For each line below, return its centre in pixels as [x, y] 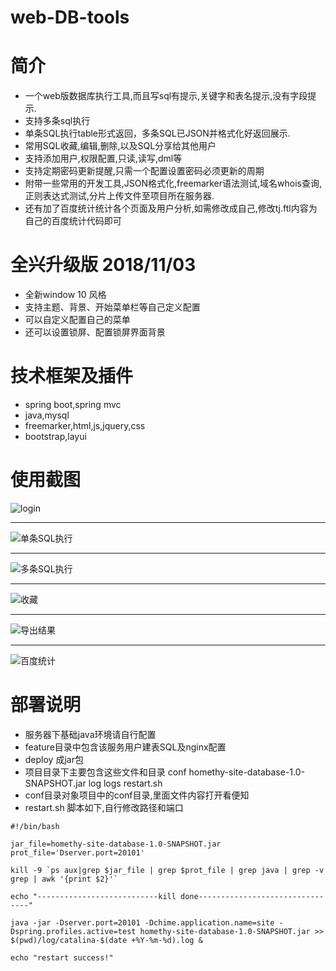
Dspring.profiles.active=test [73, 931]
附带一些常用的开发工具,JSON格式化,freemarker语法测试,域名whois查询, [173, 183]
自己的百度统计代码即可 [73, 221]
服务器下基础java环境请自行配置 [90, 734]
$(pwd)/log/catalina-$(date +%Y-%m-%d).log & [106, 940]
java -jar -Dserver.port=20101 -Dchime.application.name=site [142, 922]
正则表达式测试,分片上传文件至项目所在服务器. [119, 196]
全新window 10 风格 [65, 295]
